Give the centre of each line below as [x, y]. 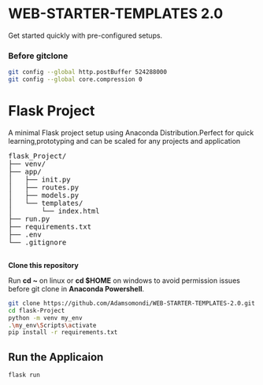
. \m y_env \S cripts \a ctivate [52, 325]
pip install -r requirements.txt [63, 332]
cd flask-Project [37, 310]
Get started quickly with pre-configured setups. [85, 35]
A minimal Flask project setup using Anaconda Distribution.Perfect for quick [131, 132]
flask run [24, 375]
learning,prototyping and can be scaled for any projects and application [124, 141]
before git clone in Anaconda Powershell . [76, 288]
